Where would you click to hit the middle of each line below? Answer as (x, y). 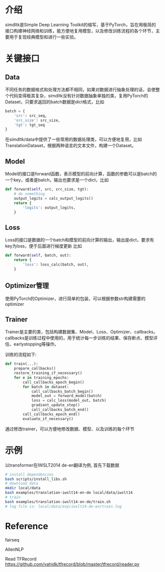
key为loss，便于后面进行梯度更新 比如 (43, 246)
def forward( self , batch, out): (38, 256)
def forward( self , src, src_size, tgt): (47, 189)
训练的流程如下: (21, 355)
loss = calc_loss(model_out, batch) (69, 401)
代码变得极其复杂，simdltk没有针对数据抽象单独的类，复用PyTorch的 (79, 95)
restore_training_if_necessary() (48, 373)
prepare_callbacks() (35, 369)
